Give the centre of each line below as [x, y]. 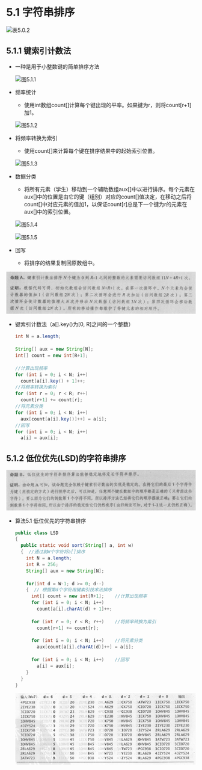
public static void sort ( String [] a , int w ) [77, 546]
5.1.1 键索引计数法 [38, 51]
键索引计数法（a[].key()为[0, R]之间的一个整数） [74, 324]
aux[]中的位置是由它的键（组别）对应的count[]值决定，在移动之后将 [108, 197]
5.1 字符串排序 [41, 12]
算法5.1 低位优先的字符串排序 [50, 520]
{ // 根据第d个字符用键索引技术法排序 [69, 590]
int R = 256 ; [42, 564]
